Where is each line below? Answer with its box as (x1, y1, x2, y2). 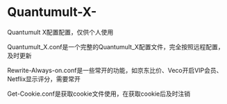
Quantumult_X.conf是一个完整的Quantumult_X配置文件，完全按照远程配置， (7, 42, 224, 51)
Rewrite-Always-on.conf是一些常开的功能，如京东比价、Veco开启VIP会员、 (7, 66, 223, 74)
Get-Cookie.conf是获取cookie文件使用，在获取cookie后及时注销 (7, 89, 191, 98)
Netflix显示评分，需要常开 (7, 74, 81, 83)
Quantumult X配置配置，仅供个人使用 (7, 28, 114, 36)
